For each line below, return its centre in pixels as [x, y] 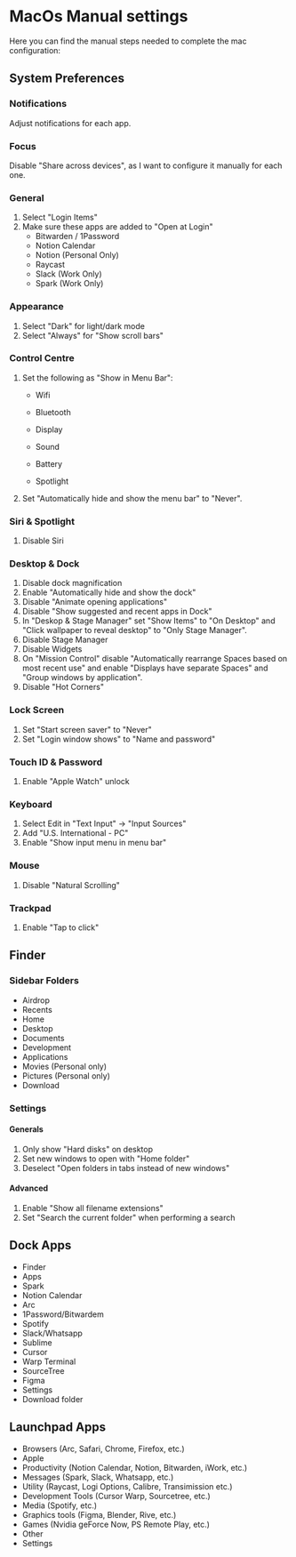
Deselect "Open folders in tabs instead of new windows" [126, 1168]
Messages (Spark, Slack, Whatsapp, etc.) [98, 1477]
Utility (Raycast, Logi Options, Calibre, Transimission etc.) [127, 1486]
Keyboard [31, 804]
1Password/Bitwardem [63, 1314]
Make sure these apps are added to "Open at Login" [117, 227]
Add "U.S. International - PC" [75, 833]
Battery [49, 463]
